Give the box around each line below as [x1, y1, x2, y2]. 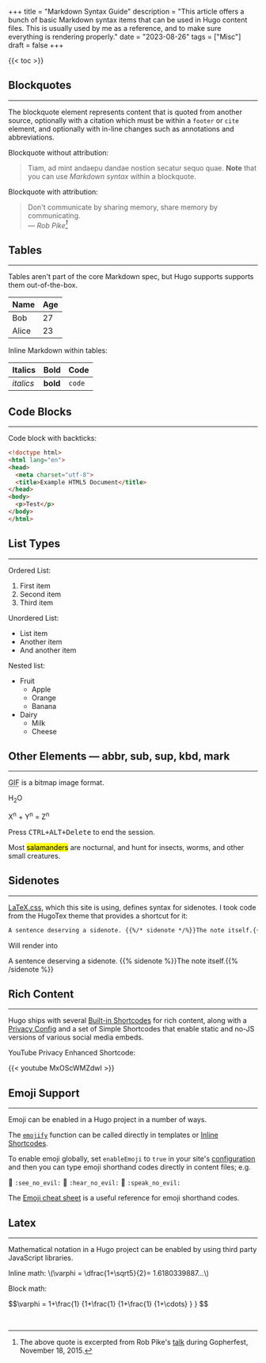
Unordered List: [8, 613, 59, 622]
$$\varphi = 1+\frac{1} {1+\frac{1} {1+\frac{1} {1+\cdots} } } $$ [8, 1300, 209, 1309]
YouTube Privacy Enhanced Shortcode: [8, 1048, 136, 1058]
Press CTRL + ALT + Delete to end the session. [8, 827, 156, 837]
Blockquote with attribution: [8, 186, 99, 197]
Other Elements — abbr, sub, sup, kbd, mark [8, 749, 230, 764]
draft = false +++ [8, 40, 64, 50]
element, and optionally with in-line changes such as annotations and [8, 124, 235, 133]
